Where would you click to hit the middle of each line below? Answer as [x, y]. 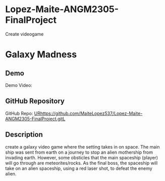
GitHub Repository [35, 101]
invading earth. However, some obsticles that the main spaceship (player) [81, 157]
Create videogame [24, 34]
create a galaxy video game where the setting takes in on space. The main [82, 147]
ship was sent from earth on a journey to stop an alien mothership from [79, 152]
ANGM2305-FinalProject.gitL [35, 119]
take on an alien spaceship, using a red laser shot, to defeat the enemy [79, 168]
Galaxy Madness [41, 55]
